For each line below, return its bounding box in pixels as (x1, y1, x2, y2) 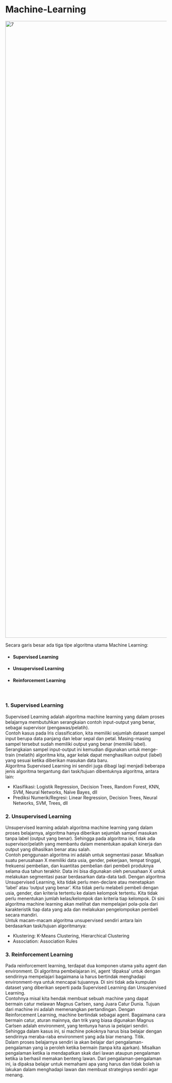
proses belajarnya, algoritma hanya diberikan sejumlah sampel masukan (5, 830, 158, 836)
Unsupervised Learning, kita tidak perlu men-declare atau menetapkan (5, 879, 155, 885)
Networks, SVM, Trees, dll (12, 800, 68, 806)
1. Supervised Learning (5, 702, 64, 709)
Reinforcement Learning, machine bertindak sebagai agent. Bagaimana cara (5, 1012, 166, 1018)
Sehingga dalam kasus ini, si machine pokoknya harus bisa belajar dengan (5, 1028, 162, 1034)
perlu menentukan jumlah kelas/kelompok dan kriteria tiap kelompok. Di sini (5, 895, 165, 902)
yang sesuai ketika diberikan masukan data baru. (5, 757, 109, 763)
